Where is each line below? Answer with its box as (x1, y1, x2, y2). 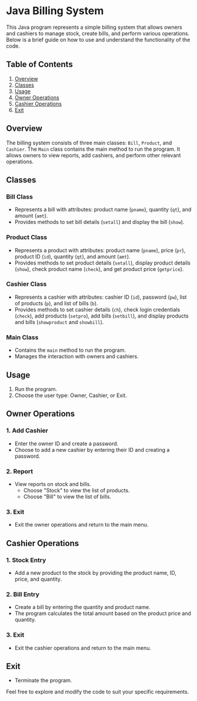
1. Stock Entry (6, 555, 46, 564)
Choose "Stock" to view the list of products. (23, 487, 131, 494)
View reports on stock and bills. (14, 480, 91, 487)
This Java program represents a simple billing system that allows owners (6, 24, 182, 31)
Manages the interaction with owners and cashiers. (14, 353, 139, 360)
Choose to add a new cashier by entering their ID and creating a (14, 446, 170, 453)
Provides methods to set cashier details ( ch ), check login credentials (14, 306, 181, 313)
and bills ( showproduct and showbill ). (14, 318, 104, 325)
